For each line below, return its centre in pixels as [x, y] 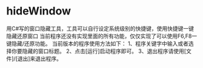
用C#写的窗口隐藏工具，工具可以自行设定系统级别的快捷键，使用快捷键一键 [100, 28]
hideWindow [39, 11]
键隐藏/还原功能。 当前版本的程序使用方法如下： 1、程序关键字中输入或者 [98, 43]
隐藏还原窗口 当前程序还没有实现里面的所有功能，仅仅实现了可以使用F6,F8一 [102, 36]
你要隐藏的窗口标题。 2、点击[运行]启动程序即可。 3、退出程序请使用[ [99, 51]
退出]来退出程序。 [40, 58]
